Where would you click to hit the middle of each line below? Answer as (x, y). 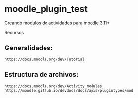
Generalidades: (29, 48)
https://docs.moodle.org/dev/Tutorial (45, 59)
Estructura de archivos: (42, 74)
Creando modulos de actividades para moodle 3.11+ (57, 23)
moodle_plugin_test (46, 9)
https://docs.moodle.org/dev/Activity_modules (53, 86)
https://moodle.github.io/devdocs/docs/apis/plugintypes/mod (69, 90)
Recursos (14, 32)
